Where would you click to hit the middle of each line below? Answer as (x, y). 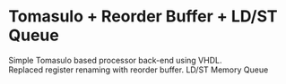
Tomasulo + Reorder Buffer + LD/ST (143, 17)
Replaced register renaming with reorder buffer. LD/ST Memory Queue (139, 70)
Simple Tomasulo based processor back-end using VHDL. (115, 60)
